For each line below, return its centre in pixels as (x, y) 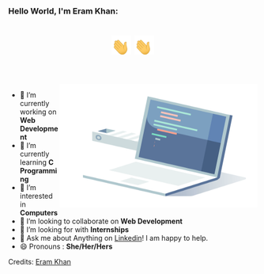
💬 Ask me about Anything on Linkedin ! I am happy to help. (114, 238)
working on (38, 112)
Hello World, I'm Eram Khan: (63, 11)
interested (36, 196)
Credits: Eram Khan (40, 262)
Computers (38, 213)
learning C (36, 162)
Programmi (38, 171)
